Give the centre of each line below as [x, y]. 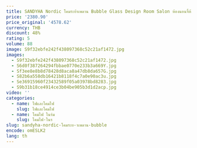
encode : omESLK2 [26, 131]
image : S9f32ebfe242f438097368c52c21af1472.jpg [65, 50]
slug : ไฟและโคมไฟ [35, 109]
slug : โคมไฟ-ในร [35, 120]
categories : [21, 98]
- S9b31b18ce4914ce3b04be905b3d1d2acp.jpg [64, 87]
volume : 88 [19, 44]
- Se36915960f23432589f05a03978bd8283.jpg [64, 82]
